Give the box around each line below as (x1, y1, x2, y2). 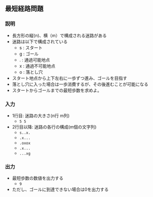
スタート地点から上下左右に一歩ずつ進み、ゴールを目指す (12, 75, 127, 81)
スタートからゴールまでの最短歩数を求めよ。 (12, 87, 102, 93)
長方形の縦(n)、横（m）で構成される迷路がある (12, 32, 107, 38)
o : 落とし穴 (19, 69, 43, 75)
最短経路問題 (5, 4, 44, 13)
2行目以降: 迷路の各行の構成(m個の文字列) (12, 124, 97, 130)
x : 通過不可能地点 (19, 63, 56, 69)
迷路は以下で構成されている (12, 39, 68, 44)
